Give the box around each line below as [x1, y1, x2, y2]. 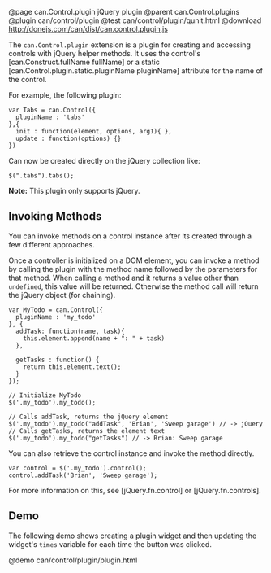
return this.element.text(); [23, 362, 122, 371]
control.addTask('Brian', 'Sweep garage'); [8, 471, 158, 479]
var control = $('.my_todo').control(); [8, 464, 148, 472]
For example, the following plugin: [8, 90, 122, 100]
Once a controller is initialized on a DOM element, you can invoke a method [8, 256, 260, 265]
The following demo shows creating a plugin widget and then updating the [8, 531, 257, 540]
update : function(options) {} [15, 134, 122, 142]
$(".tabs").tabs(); [8, 172, 75, 180]
